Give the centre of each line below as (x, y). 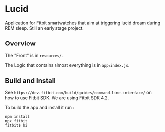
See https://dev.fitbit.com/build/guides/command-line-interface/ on (79, 92)
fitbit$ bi (16, 125)
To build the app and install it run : (40, 107)
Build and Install (30, 81)
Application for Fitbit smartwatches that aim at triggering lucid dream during (82, 23)
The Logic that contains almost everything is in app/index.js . (67, 65)
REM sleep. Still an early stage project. (45, 28)
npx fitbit (16, 121)
